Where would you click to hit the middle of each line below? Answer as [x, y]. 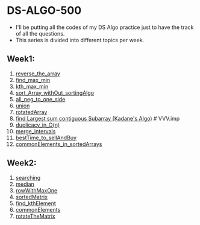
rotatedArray [31, 112]
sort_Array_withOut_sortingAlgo [55, 93]
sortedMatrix [31, 197]
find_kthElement [36, 203]
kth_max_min [32, 86]
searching [28, 177]
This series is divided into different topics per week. [80, 40]
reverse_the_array [38, 74]
